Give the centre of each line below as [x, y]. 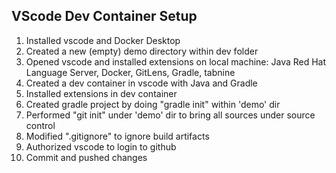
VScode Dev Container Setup [104, 16]
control [40, 125]
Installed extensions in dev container [101, 93]
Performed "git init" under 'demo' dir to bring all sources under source [170, 115]
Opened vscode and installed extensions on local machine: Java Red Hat [176, 61]
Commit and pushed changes [86, 157]
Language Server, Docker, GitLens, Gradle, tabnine [130, 72]
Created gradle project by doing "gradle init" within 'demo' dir [153, 104]
